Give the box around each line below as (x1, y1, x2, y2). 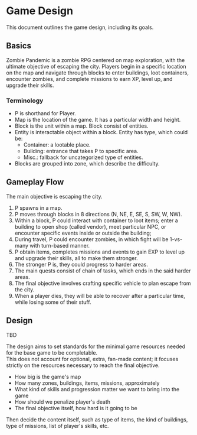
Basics (6, 41, 31, 51)
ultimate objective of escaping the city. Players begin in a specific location (6, 63, 187, 70)
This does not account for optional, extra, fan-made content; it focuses (6, 355, 179, 362)
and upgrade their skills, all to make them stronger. (14, 254, 138, 261)
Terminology (6, 96, 44, 105)
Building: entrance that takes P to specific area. (23, 148, 139, 155)
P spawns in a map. (14, 204, 63, 211)
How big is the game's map (14, 373, 81, 380)
